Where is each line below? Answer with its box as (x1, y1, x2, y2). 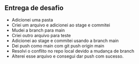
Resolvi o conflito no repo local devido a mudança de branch (11, 48, 135, 54)
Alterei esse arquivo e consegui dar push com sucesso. (11, 53, 124, 59)
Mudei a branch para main (11, 27, 65, 33)
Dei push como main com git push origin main (11, 43, 105, 48)
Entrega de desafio (4, 4, 64, 12)
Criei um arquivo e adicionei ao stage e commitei (11, 22, 111, 28)
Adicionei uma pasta (11, 17, 53, 22)
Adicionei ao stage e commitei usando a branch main (11, 38, 119, 43)
